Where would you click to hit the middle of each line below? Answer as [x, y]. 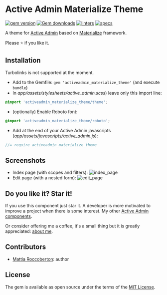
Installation [23, 60]
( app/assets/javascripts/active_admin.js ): [55, 136]
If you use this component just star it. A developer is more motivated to [78, 206]
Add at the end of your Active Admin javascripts [62, 130]
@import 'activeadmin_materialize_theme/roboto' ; [58, 121]
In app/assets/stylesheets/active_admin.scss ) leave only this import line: [87, 93]
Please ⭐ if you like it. [27, 43]
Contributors [26, 247]
